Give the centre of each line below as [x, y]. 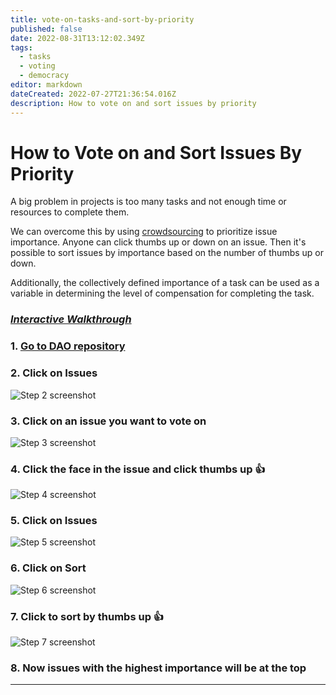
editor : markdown [46, 85]
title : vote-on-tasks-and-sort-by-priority [102, 19]
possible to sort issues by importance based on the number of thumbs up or [167, 253]
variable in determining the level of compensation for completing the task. [162, 293]
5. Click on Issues [54, 521]
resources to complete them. [70, 212]
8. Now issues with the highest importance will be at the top [158, 668]
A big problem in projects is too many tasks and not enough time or [148, 202]
